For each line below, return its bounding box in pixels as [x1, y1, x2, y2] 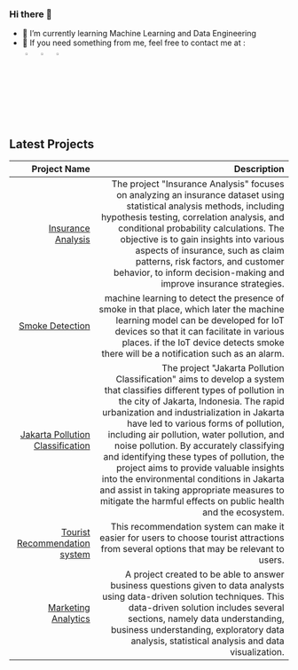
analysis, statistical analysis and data [130, 635, 285, 647]
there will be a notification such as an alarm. [101, 348, 285, 360]
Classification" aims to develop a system [115, 373, 285, 385]
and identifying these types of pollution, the [103, 451, 285, 463]
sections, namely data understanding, [128, 612, 285, 625]
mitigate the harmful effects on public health [100, 495, 285, 508]
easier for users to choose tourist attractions [99, 532, 285, 544]
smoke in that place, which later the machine [98, 303, 285, 316]
